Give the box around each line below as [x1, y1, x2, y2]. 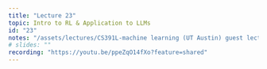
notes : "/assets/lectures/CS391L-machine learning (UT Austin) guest [8, 33, 244, 42]
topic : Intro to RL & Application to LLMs [8, 19, 151, 27]
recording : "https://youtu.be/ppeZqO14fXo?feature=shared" [8, 48, 208, 56]
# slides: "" [8, 41, 52, 49]
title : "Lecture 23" [8, 11, 77, 20]
